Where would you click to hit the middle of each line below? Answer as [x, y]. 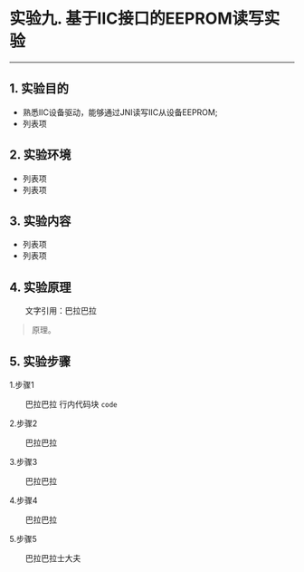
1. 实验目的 [39, 88]
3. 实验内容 [40, 221]
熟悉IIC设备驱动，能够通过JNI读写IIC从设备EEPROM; [120, 112]
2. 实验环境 [40, 155]
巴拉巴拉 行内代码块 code [71, 404]
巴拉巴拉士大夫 [53, 558]
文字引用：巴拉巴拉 [61, 311]
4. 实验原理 [40, 287]
